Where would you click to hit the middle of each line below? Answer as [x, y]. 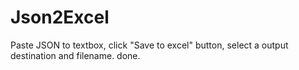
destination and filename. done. [75, 55]
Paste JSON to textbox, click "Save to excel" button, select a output [149, 45]
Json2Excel [60, 17]
